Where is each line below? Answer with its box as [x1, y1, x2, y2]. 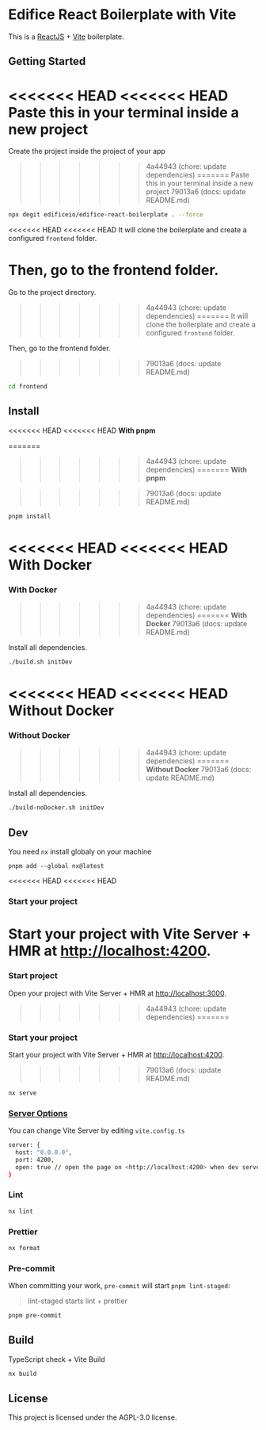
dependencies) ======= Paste [146, 170, 249, 180]
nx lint [8, 1207, 34, 1215]
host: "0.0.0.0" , [15, 1148, 73, 1157]
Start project [8, 970, 58, 981]
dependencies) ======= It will [146, 312, 249, 321]
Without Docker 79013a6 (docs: [146, 765, 252, 774]
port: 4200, [15, 1156, 55, 1164]
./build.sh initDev [8, 658, 73, 667]
